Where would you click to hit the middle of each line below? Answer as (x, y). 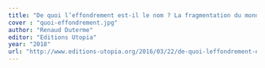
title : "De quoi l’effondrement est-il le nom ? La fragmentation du (125, 15)
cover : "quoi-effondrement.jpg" (63, 23)
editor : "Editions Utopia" (52, 37)
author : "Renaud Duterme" (50, 30)
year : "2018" (30, 45)
